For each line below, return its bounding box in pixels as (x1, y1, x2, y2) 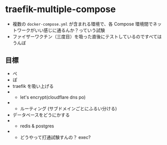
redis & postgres (20, 123, 54, 129)
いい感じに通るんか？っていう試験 (34, 27, 106, 33)
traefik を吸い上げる (12, 83, 54, 89)
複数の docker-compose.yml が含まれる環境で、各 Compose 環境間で (12, 21, 153, 27)
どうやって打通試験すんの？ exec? (20, 134, 91, 140)
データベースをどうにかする (12, 112, 70, 118)
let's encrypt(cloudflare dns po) (20, 94, 86, 100)
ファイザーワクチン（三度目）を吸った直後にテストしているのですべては (12, 33, 162, 39)
